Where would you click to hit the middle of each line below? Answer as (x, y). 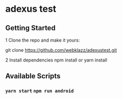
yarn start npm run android (40, 91)
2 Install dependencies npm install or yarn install (56, 60)
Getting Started (30, 28)
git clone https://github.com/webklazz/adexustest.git (61, 50)
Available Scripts (33, 76)
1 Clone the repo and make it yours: (43, 40)
